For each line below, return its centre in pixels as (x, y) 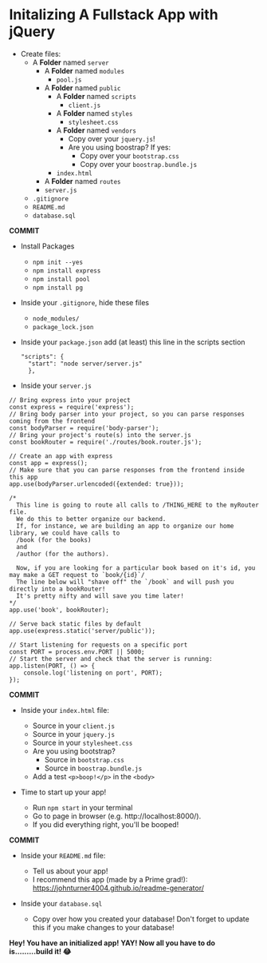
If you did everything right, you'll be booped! (106, 824)
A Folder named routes (83, 181)
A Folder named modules (84, 70)
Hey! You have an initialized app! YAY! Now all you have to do (112, 943)
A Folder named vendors (96, 130)
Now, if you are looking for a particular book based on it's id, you (136, 568)
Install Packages (47, 246)
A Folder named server (71, 62)
